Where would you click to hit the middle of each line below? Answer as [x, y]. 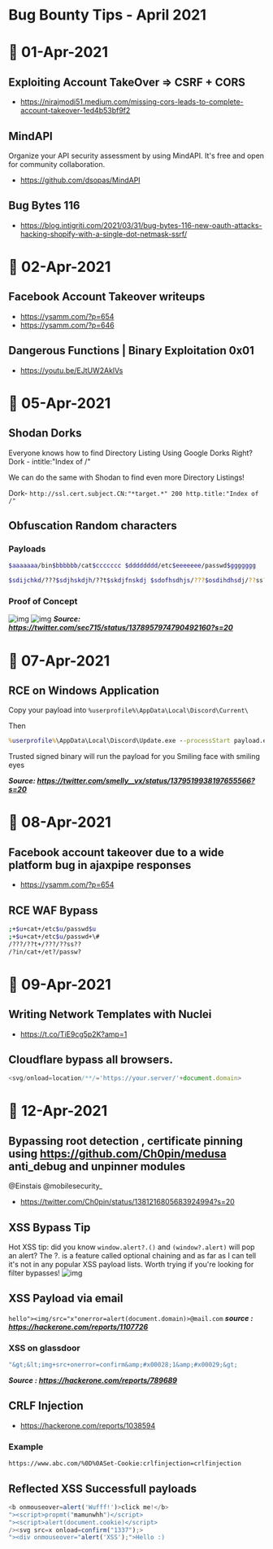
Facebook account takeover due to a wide [117, 852]
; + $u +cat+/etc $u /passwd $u [52, 929]
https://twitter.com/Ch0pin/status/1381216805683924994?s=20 [128, 1202]
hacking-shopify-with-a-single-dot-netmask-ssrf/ [104, 234]
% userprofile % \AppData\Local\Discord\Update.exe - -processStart [119, 741]
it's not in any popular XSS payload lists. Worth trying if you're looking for [131, 1265]
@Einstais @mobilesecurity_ [56, 1186]
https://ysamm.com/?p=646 [67, 325]
